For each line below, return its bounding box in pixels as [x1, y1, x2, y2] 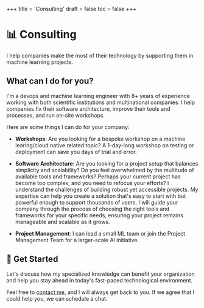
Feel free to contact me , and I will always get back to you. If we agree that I [6, 289, 195, 296]
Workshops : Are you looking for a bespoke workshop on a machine [15, 135, 186, 142]
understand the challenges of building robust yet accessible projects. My [15, 186, 199, 193]
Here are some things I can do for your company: [6, 123, 130, 130]
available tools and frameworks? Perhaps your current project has [15, 173, 181, 180]
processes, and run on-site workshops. [6, 111, 105, 119]
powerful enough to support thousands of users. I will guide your [15, 198, 178, 206]
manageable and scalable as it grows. [15, 218, 110, 225]
